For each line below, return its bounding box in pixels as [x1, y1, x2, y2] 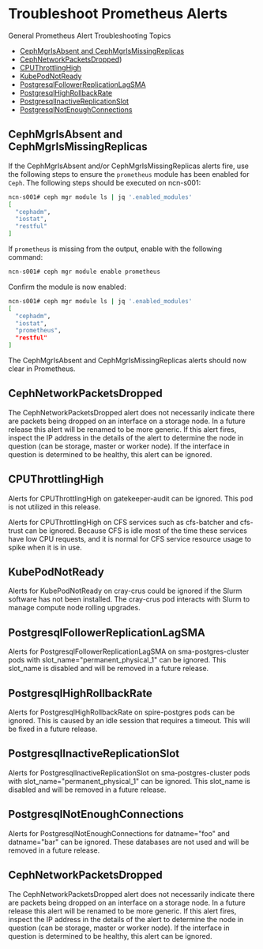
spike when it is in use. [8, 542, 83, 552]
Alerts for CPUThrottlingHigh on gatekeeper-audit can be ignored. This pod [8, 493, 254, 503]
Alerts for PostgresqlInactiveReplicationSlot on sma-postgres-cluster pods [8, 767, 250, 778]
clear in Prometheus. [8, 364, 76, 373]
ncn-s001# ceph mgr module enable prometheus [8, 268, 160, 276]
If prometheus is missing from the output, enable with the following [8, 244, 223, 253]
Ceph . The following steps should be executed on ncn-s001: [8, 178, 201, 187]
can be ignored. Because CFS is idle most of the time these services [24, 526, 247, 535]
